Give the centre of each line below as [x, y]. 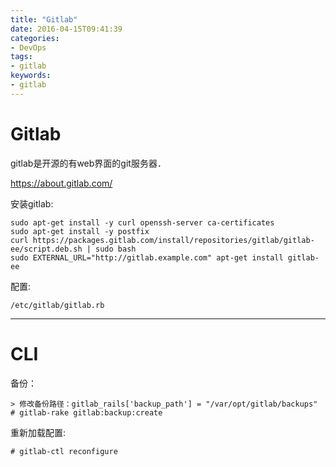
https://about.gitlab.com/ [61, 183]
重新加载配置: [38, 432]
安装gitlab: [32, 203]
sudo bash [116, 249]
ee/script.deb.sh [46, 249]
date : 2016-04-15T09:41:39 [66, 29]
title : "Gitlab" [44, 19]
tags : [21, 57]
